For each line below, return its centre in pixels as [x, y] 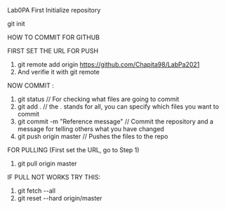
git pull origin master [47, 163]
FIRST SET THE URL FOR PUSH [53, 51]
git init [16, 23]
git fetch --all [36, 191]
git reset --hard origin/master [60, 198]
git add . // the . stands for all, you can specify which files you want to [118, 107]
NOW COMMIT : [31, 86]
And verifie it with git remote [58, 72]
